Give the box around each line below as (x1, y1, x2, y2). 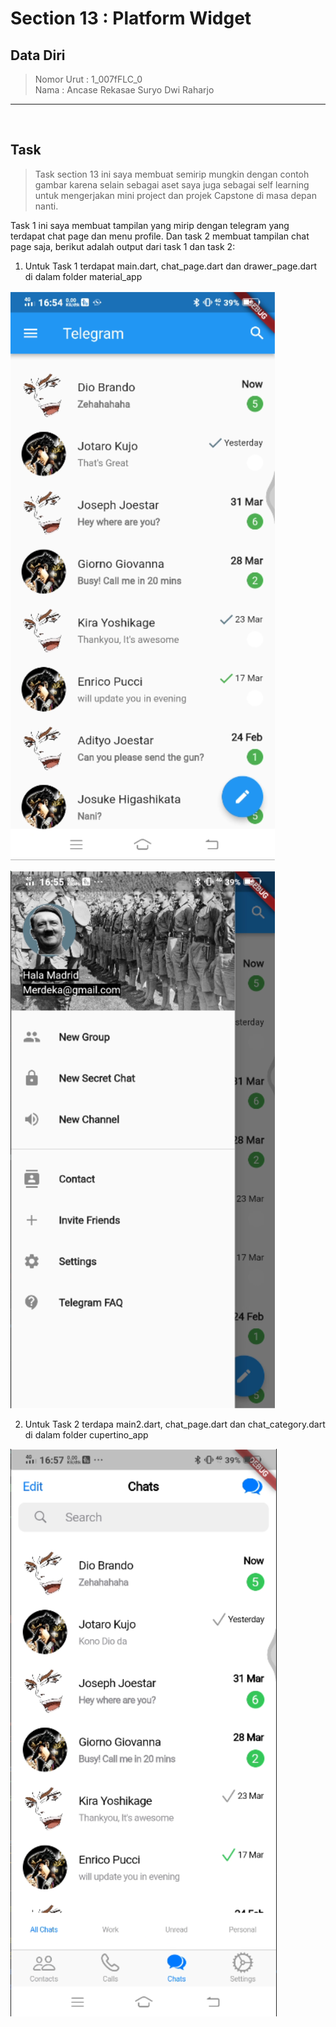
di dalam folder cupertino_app (24, 1428, 149, 1441)
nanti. (34, 200, 59, 212)
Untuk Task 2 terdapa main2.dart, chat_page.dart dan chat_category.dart (24, 1418, 326, 1430)
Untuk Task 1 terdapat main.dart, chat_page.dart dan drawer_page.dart (24, 260, 318, 272)
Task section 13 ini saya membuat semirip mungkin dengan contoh (34, 168, 310, 180)
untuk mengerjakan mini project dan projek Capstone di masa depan (34, 189, 317, 201)
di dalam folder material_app (24, 270, 143, 282)
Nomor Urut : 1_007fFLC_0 (34, 73, 143, 85)
